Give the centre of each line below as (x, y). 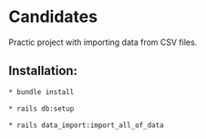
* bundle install (41, 92)
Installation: (43, 71)
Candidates (53, 17)
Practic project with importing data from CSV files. (103, 42)
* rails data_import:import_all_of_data (87, 125)
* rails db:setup (41, 108)
